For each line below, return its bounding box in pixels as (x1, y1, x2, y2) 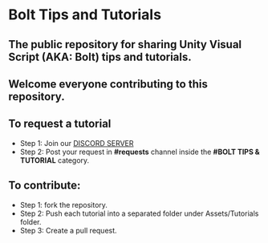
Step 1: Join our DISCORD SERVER (19, 138, 134, 148)
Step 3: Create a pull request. (19, 225, 118, 235)
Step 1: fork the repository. (19, 200, 108, 209)
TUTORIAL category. (19, 155, 90, 165)
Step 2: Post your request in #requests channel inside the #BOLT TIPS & (19, 147, 261, 156)
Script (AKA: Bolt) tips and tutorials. (8, 50, 193, 63)
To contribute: (8, 179, 81, 192)
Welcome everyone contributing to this (8, 77, 209, 91)
